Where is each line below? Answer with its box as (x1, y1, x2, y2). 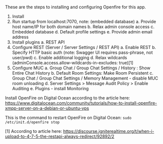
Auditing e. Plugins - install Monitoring (12, 86, 89, 91)
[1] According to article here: (5, 128, 62, 134)
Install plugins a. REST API (12, 39, 65, 45)
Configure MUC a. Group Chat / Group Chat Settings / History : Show (12, 65, 151, 71)
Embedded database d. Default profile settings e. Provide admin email (12, 29, 152, 34)
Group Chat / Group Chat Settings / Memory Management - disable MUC (12, 75, 159, 81)
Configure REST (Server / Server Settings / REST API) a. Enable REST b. (12, 45, 156, 50)
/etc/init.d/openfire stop (5, 120, 60, 125)
